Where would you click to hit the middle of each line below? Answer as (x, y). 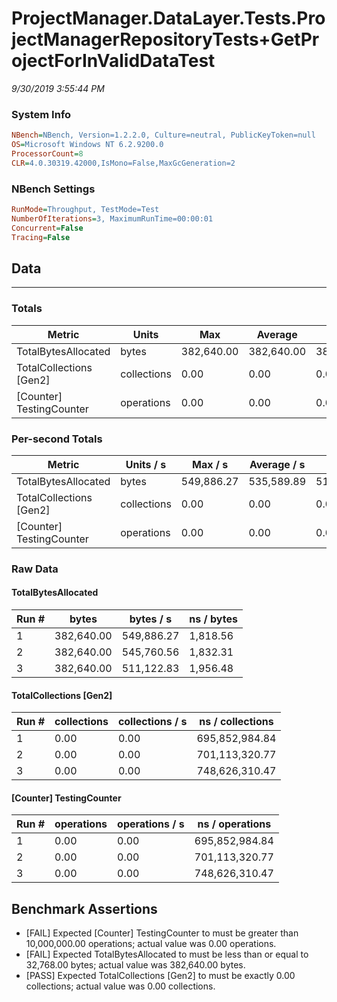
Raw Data (35, 569)
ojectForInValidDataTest (113, 61)
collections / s (152, 722)
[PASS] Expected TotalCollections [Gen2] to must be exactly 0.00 (160, 976)
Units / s (146, 464)
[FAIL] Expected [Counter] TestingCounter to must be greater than (162, 933)
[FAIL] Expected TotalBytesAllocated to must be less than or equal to (167, 954)
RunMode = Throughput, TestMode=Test (85, 210)
